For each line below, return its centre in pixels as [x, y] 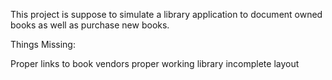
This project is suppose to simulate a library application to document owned [166, 14]
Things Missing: [43, 44]
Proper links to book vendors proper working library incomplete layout [155, 63]
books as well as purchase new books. [90, 25]
